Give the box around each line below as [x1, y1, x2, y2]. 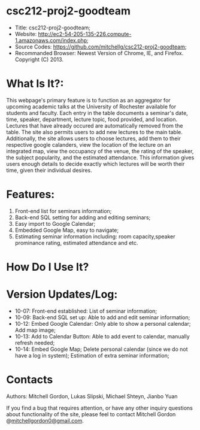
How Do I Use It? [6, 261, 89, 274]
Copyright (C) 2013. [14, 56, 64, 63]
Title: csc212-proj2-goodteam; [14, 24, 91, 31]
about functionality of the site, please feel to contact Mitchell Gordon [6, 410, 176, 417]
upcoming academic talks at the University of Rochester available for [6, 103, 177, 110]
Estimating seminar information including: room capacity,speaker [14, 232, 175, 240]
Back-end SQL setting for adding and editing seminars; [14, 214, 151, 221]
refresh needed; [14, 339, 55, 346]
